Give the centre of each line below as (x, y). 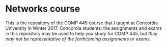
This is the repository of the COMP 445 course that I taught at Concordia (82, 23)
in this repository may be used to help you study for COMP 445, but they (81, 33)
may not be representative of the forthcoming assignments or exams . (78, 39)
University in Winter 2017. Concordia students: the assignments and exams (83, 28)
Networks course (43, 9)
